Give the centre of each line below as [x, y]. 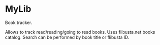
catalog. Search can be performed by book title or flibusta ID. [67, 37]
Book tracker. [19, 22]
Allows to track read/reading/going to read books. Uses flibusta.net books [80, 32]
